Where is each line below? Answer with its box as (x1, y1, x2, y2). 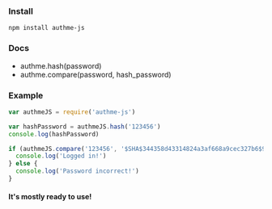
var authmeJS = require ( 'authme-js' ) (8, 107, 136, 116)
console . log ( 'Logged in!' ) (15, 152, 107, 161)
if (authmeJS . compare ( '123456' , (8, 144, 117, 153)
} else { (8, 160, 38, 168)
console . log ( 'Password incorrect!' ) (15, 167, 139, 175)
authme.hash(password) (19, 61, 102, 70)
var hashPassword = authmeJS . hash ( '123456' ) (8, 123, 161, 131)
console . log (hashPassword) (8, 130, 100, 138)
